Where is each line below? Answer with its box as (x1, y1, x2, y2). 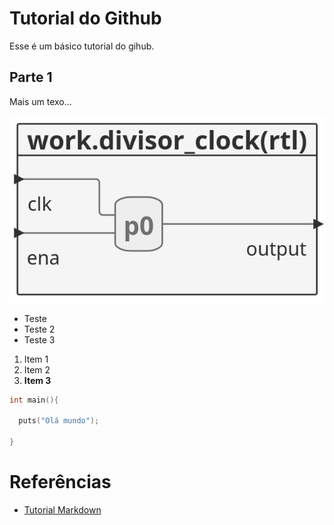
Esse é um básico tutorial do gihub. (9, 40, 155, 52)
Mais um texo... (9, 95, 72, 107)
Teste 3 (23, 333, 56, 346)
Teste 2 (23, 323, 56, 335)
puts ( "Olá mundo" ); (18, 416, 100, 426)
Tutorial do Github (9, 7, 162, 30)
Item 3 (23, 374, 52, 386)
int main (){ (9, 395, 59, 405)
